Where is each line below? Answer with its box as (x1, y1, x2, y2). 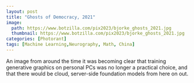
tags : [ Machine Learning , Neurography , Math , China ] (6, 42, 135, 48)
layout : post (6, 8, 38, 15)
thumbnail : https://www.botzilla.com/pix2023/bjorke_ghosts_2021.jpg (11, 31, 185, 36)
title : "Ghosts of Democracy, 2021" (6, 14, 96, 20)
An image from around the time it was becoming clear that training (6, 57, 166, 65)
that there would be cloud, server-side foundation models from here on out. (6, 70, 189, 77)
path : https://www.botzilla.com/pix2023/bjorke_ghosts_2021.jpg (11, 25, 172, 31)
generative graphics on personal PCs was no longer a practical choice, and (6, 64, 188, 71)
